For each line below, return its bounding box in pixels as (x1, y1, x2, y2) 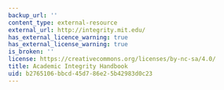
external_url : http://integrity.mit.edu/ (8, 26, 146, 34)
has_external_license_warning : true (8, 41, 128, 49)
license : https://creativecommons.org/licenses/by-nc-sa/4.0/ (8, 56, 216, 63)
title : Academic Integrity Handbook (8, 63, 128, 70)
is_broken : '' (8, 48, 55, 56)
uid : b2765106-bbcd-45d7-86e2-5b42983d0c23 (8, 70, 153, 77)
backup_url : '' (8, 11, 58, 20)
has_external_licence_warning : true (8, 33, 128, 41)
